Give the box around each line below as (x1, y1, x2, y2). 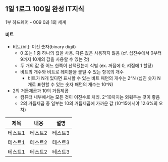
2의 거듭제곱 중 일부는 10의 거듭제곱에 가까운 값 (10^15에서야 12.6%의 (20, 100, 158, 107)
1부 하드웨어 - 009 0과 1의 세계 (5, 19, 67, 25)
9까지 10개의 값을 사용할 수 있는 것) (20, 56, 90, 62)
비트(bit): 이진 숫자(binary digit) (12, 44, 76, 50)
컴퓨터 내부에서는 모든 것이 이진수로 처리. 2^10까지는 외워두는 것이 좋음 (20, 94, 160, 100)
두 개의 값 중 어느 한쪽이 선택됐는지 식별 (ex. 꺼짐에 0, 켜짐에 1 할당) (20, 62, 153, 69)
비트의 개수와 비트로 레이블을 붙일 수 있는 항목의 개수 (20, 69, 124, 75)
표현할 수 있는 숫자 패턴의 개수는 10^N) (37, 82, 114, 88)
